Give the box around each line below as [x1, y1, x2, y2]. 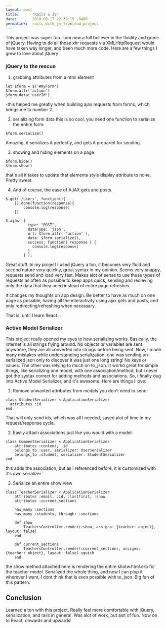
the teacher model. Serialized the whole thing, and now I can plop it [5, 568, 143, 574]
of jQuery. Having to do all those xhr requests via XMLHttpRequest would [5, 40, 155, 46]
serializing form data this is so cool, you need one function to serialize [12, 116, 156, 122]
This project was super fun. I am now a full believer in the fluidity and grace [5, 35, 159, 41]
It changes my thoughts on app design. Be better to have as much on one [5, 292, 155, 298]
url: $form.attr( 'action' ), [27, 231, 90, 236]
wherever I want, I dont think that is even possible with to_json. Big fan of [5, 574, 155, 580]
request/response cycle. [5, 420, 55, 426]
